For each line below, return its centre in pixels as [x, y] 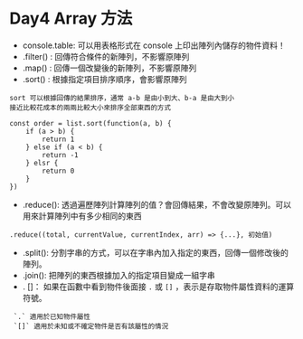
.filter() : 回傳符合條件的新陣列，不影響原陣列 [106, 56]
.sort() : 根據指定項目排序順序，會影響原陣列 [104, 79]
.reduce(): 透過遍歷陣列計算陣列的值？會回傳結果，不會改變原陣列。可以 [157, 204]
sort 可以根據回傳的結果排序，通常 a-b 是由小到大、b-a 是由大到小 [122, 98]
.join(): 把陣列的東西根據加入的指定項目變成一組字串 [118, 275]
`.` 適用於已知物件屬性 [52, 316]
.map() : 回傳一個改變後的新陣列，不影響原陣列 [109, 68]
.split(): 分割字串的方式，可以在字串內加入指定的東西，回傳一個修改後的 [156, 252]
